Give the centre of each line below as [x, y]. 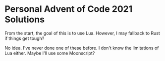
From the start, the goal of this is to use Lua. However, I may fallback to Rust [82, 33]
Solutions [25, 19]
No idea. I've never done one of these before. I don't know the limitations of [82, 48]
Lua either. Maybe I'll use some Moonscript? [50, 53]
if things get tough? [25, 38]
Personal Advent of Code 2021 [69, 9]
